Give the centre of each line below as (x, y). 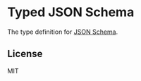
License (25, 54)
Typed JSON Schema (71, 12)
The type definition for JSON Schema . (63, 32)
